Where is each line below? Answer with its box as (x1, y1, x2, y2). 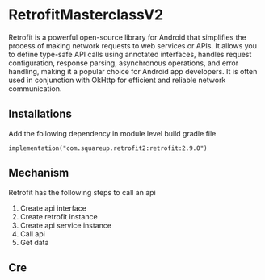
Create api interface (19, 203, 87, 213)
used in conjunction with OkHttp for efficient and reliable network (8, 75, 226, 85)
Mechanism (8, 166, 69, 180)
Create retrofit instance (19, 211, 99, 221)
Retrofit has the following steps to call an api (8, 187, 156, 197)
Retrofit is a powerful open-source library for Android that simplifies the (8, 32, 246, 42)
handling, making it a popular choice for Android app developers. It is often (8, 66, 258, 76)
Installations (8, 107, 73, 121)
